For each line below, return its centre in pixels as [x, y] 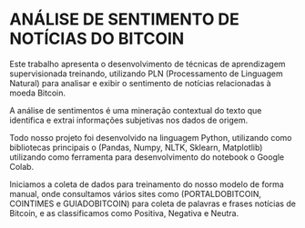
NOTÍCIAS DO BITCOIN [97, 39]
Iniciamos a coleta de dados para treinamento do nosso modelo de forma [147, 184]
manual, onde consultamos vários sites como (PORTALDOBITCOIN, [136, 193]
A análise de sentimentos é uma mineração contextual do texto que [136, 110]
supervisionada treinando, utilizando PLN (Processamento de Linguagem [147, 74]
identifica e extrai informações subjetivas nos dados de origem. [129, 120]
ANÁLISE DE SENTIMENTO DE [124, 20]
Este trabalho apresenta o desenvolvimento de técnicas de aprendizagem [147, 64]
